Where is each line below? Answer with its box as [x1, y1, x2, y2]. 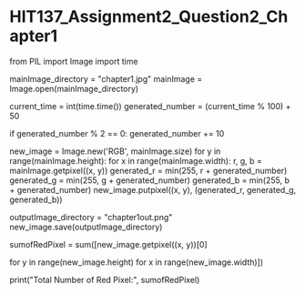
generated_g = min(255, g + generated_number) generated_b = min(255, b [9, 175, 290, 186]
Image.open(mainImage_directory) [9, 83, 139, 94]
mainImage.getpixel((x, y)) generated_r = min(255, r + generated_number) [9, 165, 288, 176]
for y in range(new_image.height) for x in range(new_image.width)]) [9, 257, 264, 268]
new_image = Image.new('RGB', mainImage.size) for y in [9, 146, 221, 157]
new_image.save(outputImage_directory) [9, 221, 163, 232]
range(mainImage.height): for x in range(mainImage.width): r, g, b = [9, 155, 262, 166]
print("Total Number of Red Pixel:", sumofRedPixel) [9, 274, 200, 285]
